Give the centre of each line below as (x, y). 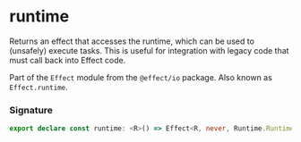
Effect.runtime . (39, 87)
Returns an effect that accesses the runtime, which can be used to (132, 41)
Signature (31, 110)
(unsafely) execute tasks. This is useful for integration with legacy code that (149, 50)
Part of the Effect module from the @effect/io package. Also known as (141, 77)
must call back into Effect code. (68, 60)
